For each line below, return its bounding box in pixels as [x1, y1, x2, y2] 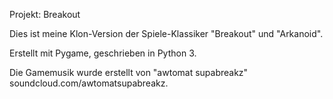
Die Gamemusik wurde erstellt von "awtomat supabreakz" [9, 67, 249, 78]
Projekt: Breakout [9, 9, 81, 20]
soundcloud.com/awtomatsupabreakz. [9, 77, 169, 89]
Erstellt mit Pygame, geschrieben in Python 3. [9, 47, 197, 59]
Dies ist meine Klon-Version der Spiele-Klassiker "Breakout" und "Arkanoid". [9, 28, 324, 39]
